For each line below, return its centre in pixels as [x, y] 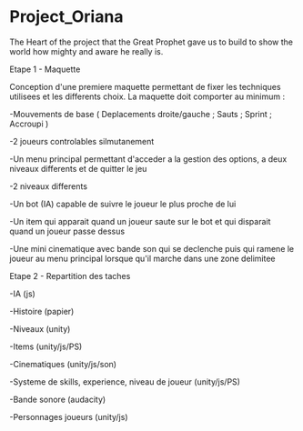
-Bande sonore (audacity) [58, 399]
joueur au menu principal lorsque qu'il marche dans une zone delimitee [142, 258]
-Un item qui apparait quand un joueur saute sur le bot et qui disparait [140, 221]
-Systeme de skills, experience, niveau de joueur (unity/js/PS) [125, 381]
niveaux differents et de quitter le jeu [78, 168]
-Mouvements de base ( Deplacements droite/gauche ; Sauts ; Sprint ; [141, 114]
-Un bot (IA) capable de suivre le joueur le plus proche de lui [123, 204]
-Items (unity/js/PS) [46, 346]
